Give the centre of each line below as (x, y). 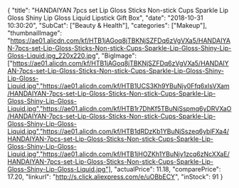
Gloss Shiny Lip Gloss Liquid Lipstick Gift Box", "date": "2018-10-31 (105, 18)
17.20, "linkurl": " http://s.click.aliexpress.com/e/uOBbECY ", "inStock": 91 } (115, 177)
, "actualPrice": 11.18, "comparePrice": (166, 169)
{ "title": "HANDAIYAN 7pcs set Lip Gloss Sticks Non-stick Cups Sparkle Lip (118, 10)
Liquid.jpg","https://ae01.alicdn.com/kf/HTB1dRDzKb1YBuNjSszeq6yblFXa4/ (118, 131)
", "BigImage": (116, 56)
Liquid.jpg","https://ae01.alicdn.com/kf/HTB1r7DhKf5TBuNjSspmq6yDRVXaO (119, 109)
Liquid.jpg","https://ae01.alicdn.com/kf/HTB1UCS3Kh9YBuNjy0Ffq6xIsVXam (118, 86)
